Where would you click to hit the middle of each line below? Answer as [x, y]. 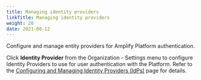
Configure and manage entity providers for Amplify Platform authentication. [101, 46]
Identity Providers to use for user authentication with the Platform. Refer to [99, 64]
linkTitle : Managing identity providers [58, 18]
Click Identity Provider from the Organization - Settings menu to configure [100, 58]
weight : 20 [20, 23]
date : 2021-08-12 [28, 29]
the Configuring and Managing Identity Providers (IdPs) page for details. [97, 71]
